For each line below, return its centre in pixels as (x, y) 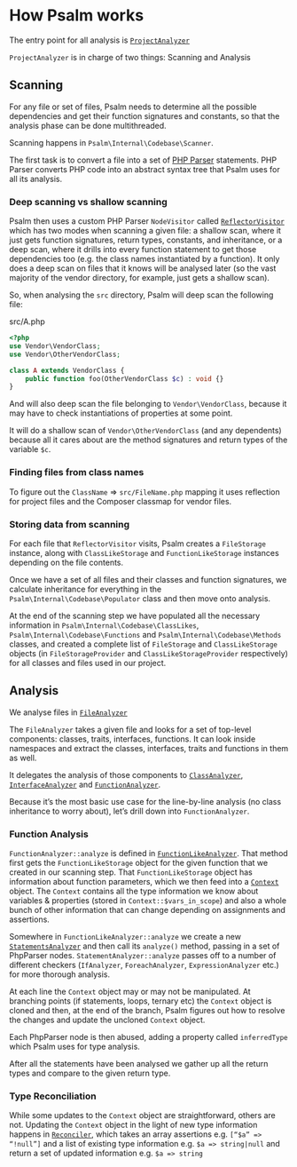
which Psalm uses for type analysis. (74, 1046)
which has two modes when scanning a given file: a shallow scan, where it (145, 231)
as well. (23, 758)
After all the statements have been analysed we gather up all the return (139, 1064)
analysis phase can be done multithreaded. (88, 125)
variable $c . (30, 449)
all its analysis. (36, 179)
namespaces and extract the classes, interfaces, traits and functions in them (149, 748)
